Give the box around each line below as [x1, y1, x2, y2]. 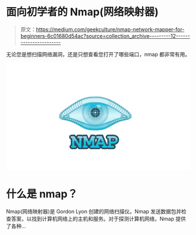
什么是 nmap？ [6, 187, 78, 200]
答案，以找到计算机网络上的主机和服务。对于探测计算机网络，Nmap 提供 [11, 215, 186, 222]
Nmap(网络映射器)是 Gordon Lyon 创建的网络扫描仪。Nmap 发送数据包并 [6, 207, 181, 214]
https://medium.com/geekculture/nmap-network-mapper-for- [36, 26, 185, 33]
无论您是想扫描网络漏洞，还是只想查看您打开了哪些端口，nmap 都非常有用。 [6, 50, 190, 57]
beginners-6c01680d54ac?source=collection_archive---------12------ [20, 32, 190, 39]
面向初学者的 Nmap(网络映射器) [6, 5, 159, 19]
